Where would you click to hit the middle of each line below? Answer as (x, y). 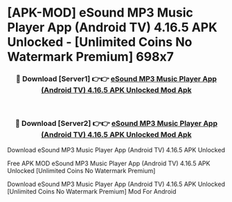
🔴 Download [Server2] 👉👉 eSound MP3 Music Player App (116, 124)
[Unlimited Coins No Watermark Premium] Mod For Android (92, 191)
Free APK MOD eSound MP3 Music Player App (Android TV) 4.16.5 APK (109, 163)
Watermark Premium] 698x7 (91, 57)
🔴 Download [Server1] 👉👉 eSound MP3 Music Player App (116, 79)
